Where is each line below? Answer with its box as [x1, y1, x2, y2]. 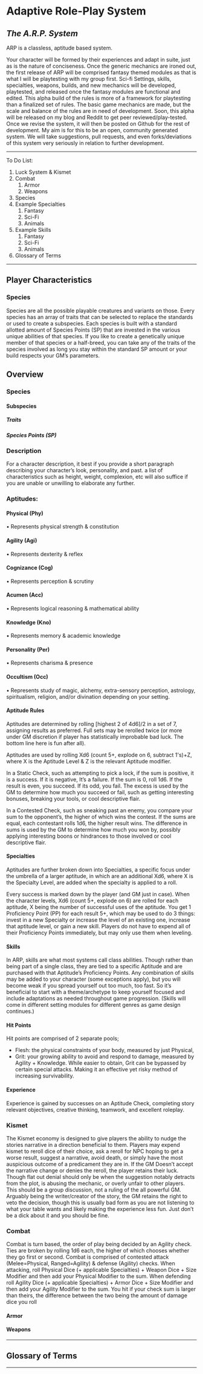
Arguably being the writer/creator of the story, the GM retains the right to [6, 1192, 188, 1199]
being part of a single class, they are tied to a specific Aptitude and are [6, 963, 183, 970]
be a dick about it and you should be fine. [6, 1212, 110, 1219]
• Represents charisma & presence [6, 660, 94, 667]
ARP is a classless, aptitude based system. [6, 44, 113, 51]
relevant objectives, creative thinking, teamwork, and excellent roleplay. [6, 1106, 185, 1113]
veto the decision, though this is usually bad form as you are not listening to [6, 1199, 195, 1206]
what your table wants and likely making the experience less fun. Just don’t [6, 1205, 194, 1212]
